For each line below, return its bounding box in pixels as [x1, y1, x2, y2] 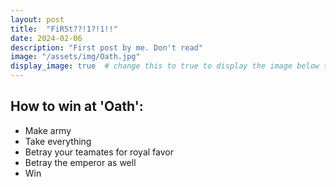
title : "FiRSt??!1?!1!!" [10, 24, 118, 34]
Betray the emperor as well [24, 156, 137, 168]
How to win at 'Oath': [10, 98, 144, 115]
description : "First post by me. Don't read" [10, 42, 203, 53]
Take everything [24, 135, 92, 147]
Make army [24, 124, 72, 136]
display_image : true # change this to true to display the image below [10, 61, 320, 71]
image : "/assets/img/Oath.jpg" [10, 52, 141, 62]
